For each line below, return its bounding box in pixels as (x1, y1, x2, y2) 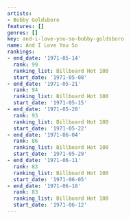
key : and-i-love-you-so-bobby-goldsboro (7, 36, 125, 43)
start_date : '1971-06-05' (13, 176, 88, 183)
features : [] (7, 23, 45, 30)
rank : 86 (13, 138, 38, 145)
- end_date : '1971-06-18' (7, 183, 81, 189)
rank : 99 (13, 61, 38, 68)
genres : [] (7, 29, 38, 36)
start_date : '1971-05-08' (13, 73, 88, 81)
